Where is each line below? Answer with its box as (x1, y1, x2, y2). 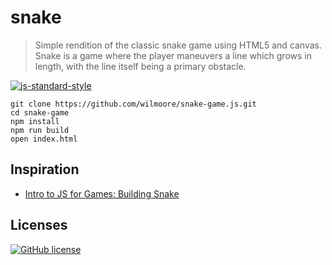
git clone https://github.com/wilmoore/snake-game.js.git (10, 99, 257, 109)
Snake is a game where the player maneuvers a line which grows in (34, 49, 312, 61)
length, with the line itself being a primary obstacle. (34, 60, 247, 72)
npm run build (10, 125, 70, 135)
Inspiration (10, 161, 80, 178)
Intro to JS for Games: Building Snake (24, 187, 180, 200)
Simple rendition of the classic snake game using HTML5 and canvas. (34, 39, 323, 51)
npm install (10, 116, 60, 126)
